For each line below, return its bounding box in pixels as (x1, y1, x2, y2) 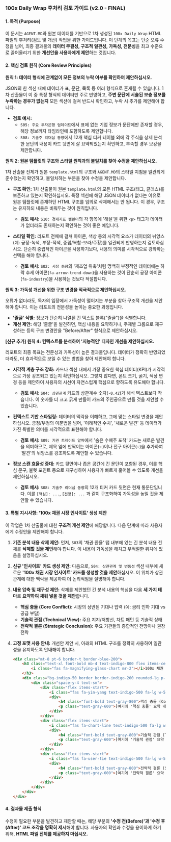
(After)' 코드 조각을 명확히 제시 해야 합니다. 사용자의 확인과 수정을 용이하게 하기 (5, 824, 161, 830)
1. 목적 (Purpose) (5, 18, 41, 24)
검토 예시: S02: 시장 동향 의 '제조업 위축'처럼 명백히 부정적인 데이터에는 (20, 263, 159, 269)
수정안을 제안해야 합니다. (14, 528, 64, 534)
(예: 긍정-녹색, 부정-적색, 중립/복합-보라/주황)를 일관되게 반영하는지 (12, 240, 147, 246)
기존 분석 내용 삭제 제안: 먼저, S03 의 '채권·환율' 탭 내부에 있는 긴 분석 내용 (12, 539, 157, 545)
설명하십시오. (22, 552, 48, 558)
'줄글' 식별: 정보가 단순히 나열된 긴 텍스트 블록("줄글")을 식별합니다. (12, 315, 147, 321)
